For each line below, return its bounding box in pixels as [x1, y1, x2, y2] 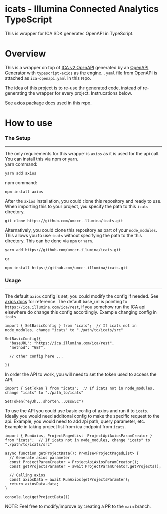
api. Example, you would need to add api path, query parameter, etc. [5, 418, 146, 424]
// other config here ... [9, 354, 64, 359]
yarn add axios [5, 171, 37, 176]
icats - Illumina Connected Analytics [5, 3, 159, 15]
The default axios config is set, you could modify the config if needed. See [5, 293, 159, 299]
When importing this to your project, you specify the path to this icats [5, 203, 149, 210]
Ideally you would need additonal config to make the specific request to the [5, 413, 160, 419]
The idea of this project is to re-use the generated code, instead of [5, 85, 142, 91]
